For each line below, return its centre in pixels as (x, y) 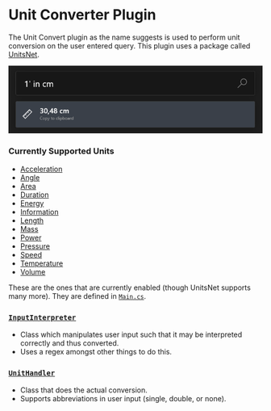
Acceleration (41, 169)
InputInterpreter (42, 317)
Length (32, 220)
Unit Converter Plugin (82, 15)
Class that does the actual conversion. (83, 390)
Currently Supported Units (61, 151)
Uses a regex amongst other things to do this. (96, 352)
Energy (32, 203)
